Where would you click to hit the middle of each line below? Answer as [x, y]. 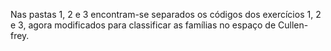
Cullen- [293, 25]
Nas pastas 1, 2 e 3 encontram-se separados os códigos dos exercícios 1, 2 [166, 14]
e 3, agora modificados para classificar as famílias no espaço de [143, 25]
